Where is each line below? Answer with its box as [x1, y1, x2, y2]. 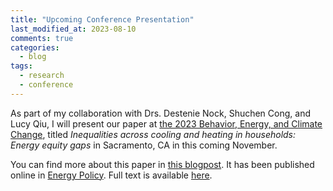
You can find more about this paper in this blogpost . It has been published [10, 158, 315, 170]
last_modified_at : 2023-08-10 [10, 24, 137, 34]
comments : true [10, 33, 74, 43]
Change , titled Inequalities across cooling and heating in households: [10, 128, 297, 140]
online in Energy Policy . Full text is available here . [10, 169, 213, 181]
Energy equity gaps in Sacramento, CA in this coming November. [10, 139, 278, 151]
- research [19, 71, 65, 81]
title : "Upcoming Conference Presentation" [10, 14, 195, 25]
